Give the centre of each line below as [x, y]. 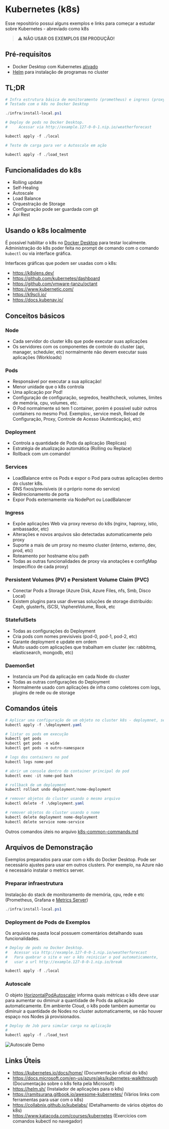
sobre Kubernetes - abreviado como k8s [47, 28]
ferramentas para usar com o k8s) [48, 1100]
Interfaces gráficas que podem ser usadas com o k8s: [61, 263]
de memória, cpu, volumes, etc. [45, 403]
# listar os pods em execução [37, 734]
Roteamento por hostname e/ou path [51, 556]
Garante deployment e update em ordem [55, 642]
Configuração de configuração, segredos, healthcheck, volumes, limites [87, 397]
